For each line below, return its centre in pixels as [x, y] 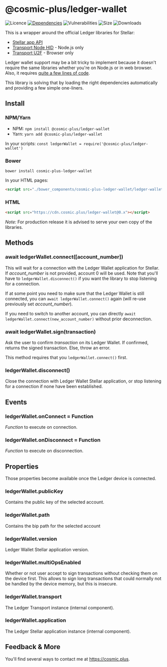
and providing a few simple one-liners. [44, 88]
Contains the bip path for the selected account [53, 526]
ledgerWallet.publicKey [34, 491]
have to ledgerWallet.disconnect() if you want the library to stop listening [81, 278]
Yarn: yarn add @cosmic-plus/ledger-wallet [57, 134]
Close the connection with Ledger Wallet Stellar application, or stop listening [83, 381]
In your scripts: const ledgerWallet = [43, 143]
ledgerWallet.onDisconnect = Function [53, 440]
